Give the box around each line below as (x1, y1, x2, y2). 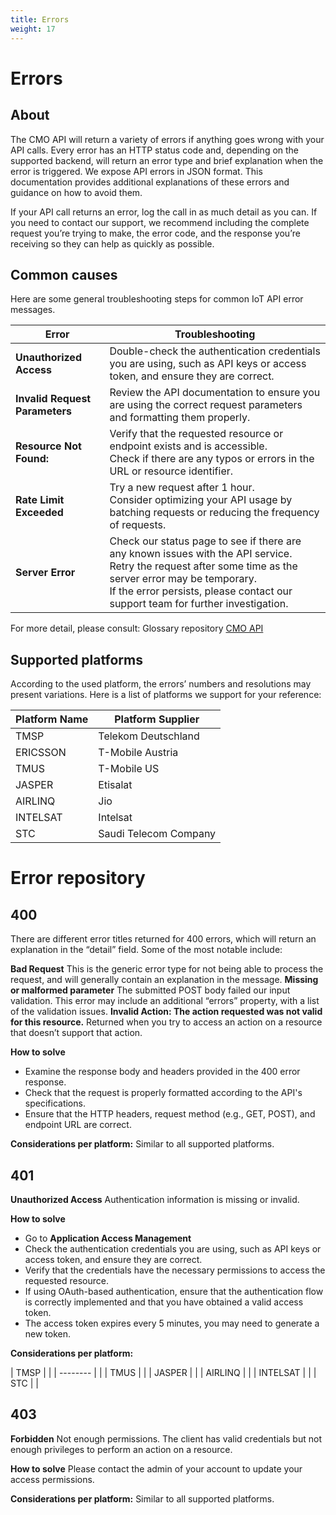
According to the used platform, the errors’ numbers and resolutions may (10, 678, 312, 690)
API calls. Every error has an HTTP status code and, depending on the (10, 144, 300, 156)
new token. (24, 1327, 72, 1340)
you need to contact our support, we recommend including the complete (10, 216, 310, 228)
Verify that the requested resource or (109, 427, 284, 441)
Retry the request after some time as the (109, 559, 298, 573)
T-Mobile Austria (98, 746, 179, 760)
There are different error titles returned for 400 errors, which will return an (10, 933, 317, 945)
